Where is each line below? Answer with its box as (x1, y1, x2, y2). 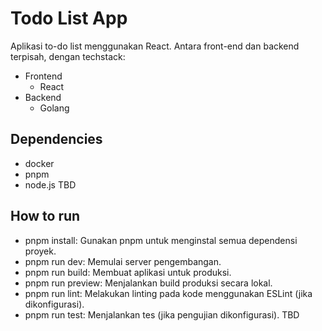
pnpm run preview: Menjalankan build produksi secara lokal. (24, 277, 273, 289)
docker (24, 157, 55, 169)
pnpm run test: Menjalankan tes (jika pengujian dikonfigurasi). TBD (24, 308, 300, 321)
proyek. (24, 245, 57, 257)
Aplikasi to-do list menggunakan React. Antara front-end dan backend (10, 40, 300, 52)
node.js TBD (24, 178, 77, 191)
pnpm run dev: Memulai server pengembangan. (24, 255, 222, 267)
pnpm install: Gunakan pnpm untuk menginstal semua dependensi (24, 234, 298, 246)
